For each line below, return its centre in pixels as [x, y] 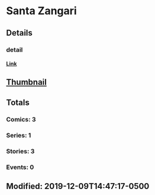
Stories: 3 [20, 151]
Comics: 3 [21, 119]
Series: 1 [19, 135]
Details [19, 33]
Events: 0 [20, 167]
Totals [18, 102]
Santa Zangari [41, 11]
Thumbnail [27, 82]
